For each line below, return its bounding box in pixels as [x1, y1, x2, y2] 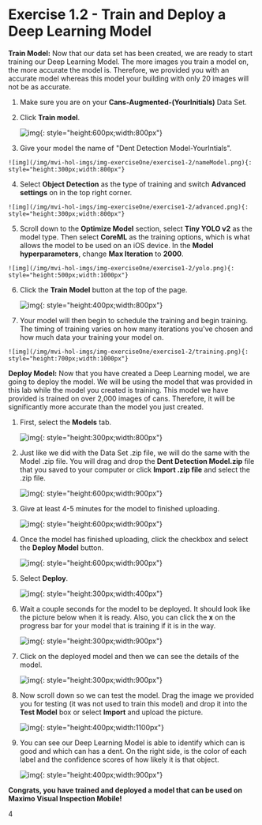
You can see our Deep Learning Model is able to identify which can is [19, 737, 245, 748]
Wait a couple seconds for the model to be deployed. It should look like [19, 604, 251, 613]
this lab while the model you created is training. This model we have [8, 385, 229, 394]
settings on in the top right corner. [19, 187, 133, 197]
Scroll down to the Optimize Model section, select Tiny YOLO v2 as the [19, 224, 253, 233]
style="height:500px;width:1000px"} [8, 271, 129, 279]
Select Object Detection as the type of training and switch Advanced [19, 179, 246, 189]
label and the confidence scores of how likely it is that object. [19, 755, 219, 764]
